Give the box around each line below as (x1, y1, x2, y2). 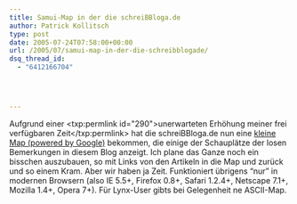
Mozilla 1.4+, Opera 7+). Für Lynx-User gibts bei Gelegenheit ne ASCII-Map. (9, 184, 287, 195)
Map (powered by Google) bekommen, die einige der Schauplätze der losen (9, 137, 287, 148)
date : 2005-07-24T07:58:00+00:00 (9, 37, 133, 47)
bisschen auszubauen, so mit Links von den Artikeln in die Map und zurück (9, 156, 285, 167)
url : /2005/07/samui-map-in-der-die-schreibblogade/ (9, 46, 209, 55)
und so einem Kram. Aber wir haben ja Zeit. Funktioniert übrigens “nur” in (9, 166, 278, 176)
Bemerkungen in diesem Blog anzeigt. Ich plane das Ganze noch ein (9, 146, 260, 157)
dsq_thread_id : (9, 54, 66, 63)
